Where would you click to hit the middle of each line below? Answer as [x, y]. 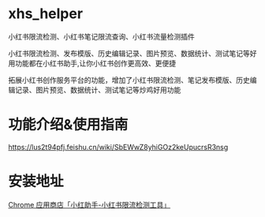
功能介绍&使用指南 [68, 125]
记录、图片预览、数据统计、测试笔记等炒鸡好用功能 [98, 90]
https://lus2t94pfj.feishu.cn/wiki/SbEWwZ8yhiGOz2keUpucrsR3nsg [118, 147]
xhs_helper [46, 14]
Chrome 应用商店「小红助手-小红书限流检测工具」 [90, 204]
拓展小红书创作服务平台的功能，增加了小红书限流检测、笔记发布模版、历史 [129, 80]
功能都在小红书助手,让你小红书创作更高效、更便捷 [95, 63]
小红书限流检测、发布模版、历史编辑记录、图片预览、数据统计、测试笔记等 [129, 53]
